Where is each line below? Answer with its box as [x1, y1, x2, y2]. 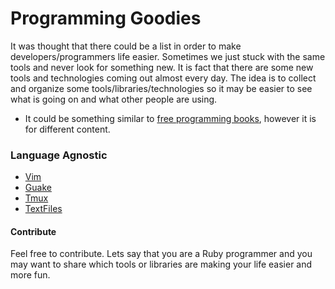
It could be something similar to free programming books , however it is [24, 112, 317, 124]
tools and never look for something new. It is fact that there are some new [10, 61, 314, 73]
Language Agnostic [10, 148, 108, 162]
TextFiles [24, 203, 63, 215]
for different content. [24, 123, 111, 135]
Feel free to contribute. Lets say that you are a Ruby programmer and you [10, 248, 313, 260]
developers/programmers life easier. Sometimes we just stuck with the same [10, 50, 326, 62]
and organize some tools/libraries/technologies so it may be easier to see [10, 82, 313, 94]
